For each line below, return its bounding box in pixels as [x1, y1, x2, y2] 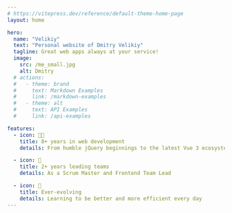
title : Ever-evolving [19, 188, 81, 196]
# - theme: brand [13, 80, 70, 87]
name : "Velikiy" [13, 35, 60, 42]
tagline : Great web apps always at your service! [13, 48, 159, 55]
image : [13, 55, 32, 62]
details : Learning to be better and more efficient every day [19, 195, 202, 202]
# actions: [13, 74, 45, 81]
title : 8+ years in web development [19, 138, 126, 145]
